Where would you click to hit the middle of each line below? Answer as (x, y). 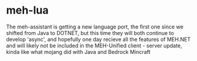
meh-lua (28, 10)
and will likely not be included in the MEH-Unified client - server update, (94, 46)
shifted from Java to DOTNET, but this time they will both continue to (90, 33)
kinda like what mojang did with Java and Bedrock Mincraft (78, 52)
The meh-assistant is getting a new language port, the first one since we (95, 27)
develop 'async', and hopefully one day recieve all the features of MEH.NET (99, 39)
